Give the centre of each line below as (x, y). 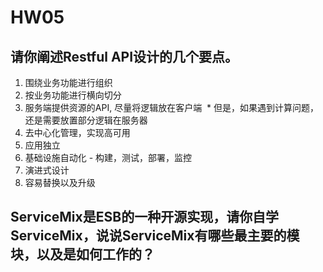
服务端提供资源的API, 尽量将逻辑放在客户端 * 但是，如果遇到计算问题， (171, 107)
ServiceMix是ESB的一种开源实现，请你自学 (145, 217)
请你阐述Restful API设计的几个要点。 (124, 56)
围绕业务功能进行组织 (68, 82)
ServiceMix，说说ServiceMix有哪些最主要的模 (155, 236)
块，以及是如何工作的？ (82, 254)
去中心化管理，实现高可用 (77, 132)
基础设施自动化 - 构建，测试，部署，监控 (108, 157)
